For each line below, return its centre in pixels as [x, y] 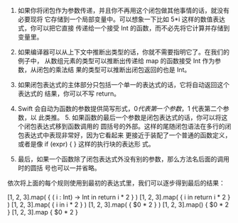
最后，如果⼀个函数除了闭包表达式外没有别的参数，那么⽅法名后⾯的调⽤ [123, 159]
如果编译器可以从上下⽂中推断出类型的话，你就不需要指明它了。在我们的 [123, 52]
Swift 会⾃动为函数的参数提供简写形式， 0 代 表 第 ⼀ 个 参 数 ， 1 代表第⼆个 [120, 109]
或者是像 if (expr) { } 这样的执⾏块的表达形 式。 [86, 144]
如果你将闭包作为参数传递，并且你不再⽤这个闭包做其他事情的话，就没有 [123, 10]
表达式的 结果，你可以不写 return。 [69, 93]
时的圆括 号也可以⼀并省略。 [59, 168]
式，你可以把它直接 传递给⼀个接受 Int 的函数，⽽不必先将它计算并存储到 [124, 28]
